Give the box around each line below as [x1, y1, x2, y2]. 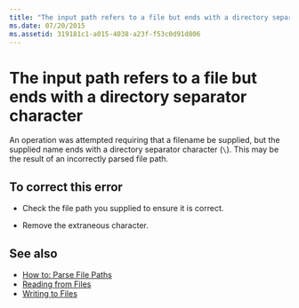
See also [9, 246, 58, 261]
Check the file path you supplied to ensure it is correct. [21, 203, 224, 214]
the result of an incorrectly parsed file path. [9, 154, 169, 164]
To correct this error [9, 179, 123, 194]
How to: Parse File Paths [21, 269, 113, 280]
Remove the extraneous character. [21, 220, 149, 231]
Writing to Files [21, 288, 78, 298]
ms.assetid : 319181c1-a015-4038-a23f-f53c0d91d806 [9, 29, 201, 38]
